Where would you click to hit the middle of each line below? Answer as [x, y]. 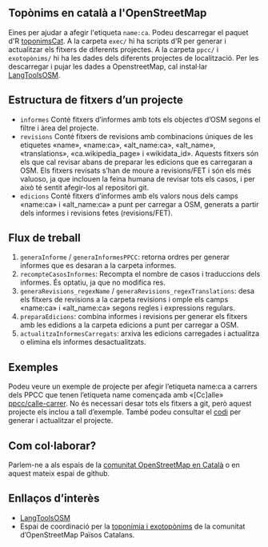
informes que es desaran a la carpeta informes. [98, 266]
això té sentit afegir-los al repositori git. [84, 187]
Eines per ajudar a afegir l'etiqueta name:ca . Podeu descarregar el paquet [128, 32]
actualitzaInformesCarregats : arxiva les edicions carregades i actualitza [140, 333]
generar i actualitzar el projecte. [61, 421]
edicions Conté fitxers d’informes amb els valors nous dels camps [129, 196]
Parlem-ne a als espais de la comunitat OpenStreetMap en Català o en [124, 465]
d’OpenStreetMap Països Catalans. [77, 534]
